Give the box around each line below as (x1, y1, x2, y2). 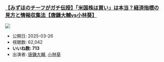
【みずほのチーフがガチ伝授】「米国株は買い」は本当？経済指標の (5, 4, 159, 11)
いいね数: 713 (12, 45, 40, 51)
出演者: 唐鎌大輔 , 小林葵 (12, 52, 61, 58)
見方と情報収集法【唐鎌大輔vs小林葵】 (5, 11, 97, 18)
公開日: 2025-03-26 (12, 33, 53, 39)
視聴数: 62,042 (12, 39, 43, 45)
